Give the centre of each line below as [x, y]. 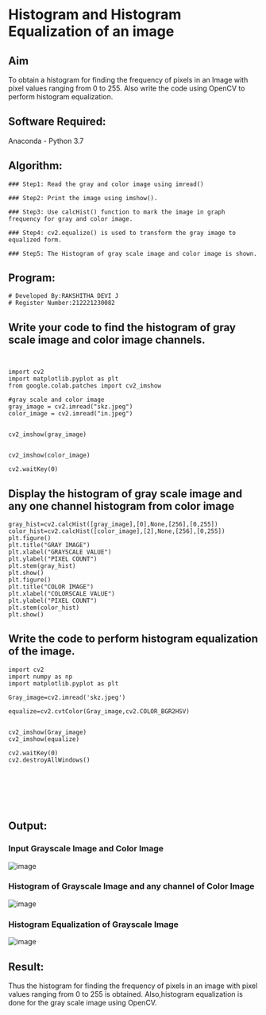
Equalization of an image [91, 31]
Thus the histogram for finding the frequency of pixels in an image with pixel [133, 986]
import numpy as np [40, 677]
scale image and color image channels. [107, 340]
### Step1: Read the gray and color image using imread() [106, 184]
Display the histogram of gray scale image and [125, 494]
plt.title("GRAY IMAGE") [49, 546]
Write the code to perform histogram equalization [133, 639]
